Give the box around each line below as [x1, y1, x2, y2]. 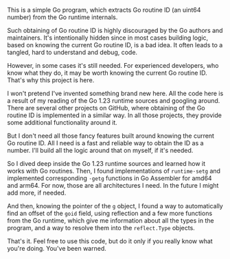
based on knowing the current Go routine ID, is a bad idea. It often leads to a [7, 41, 223, 49]
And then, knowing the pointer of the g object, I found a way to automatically [7, 202, 223, 210]
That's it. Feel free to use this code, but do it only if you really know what [7, 237, 213, 245]
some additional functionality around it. [7, 119, 118, 126]
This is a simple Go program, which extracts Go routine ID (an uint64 [7, 6, 201, 14]
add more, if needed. [7, 188, 67, 197]
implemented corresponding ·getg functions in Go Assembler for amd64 [7, 174, 212, 182]
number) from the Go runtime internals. [7, 13, 118, 21]
